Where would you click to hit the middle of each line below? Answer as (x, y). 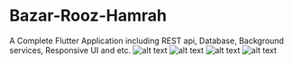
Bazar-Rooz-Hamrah (88, 16)
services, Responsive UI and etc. (70, 50)
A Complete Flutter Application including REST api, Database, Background (146, 41)
